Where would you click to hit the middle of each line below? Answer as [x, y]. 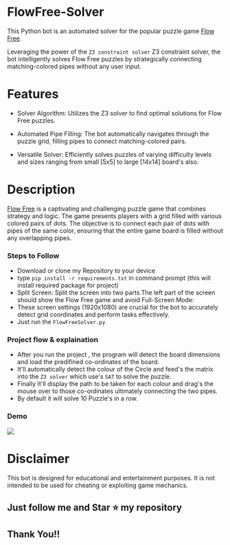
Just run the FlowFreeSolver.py [61, 322]
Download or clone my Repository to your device [86, 271]
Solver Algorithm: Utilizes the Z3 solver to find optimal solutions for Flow [119, 113]
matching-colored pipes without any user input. [74, 66]
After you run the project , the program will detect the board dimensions [119, 354]
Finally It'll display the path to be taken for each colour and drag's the [115, 384]
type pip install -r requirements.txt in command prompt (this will [114, 278]
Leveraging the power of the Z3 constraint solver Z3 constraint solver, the [114, 52]
